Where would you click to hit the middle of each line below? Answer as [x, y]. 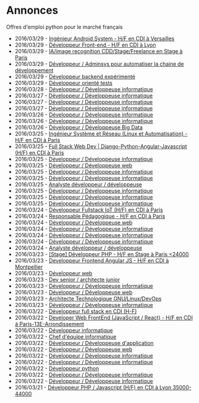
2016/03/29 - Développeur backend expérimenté [75, 76]
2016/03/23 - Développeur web [53, 273]
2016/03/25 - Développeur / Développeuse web [74, 165]
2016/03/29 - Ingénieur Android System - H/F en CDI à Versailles [94, 38]
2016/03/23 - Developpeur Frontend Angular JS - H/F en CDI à [92, 260]
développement [34, 70]
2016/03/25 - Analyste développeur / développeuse [78, 184]
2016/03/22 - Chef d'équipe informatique [66, 336]
